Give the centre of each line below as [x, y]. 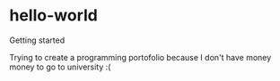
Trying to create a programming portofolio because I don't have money [140, 57]
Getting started [37, 40]
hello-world [54, 16]
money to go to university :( [60, 67]
